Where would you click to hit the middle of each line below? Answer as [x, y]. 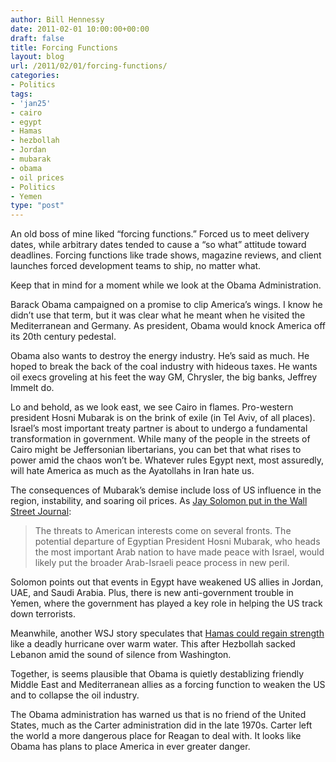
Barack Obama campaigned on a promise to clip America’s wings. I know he [166, 305]
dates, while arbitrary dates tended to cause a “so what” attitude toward [158, 245]
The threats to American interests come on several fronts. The [163, 531]
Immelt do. [32, 388]
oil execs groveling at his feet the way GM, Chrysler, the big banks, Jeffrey [164, 377]
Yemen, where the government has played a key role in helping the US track [166, 603]
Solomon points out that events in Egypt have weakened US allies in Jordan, [167, 582]
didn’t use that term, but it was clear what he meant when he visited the [158, 315]
